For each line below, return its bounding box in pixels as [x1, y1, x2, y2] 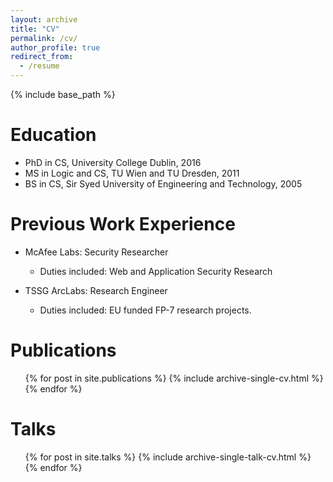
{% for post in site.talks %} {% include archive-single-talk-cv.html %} [24, 451, 312, 463]
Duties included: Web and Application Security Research [39, 265, 273, 277]
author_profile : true [10, 42, 101, 53]
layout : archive [10, 14, 78, 25]
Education [10, 124, 97, 146]
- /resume [19, 61, 60, 71]
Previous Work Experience [10, 213, 236, 236]
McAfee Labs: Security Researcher [24, 246, 169, 258]
